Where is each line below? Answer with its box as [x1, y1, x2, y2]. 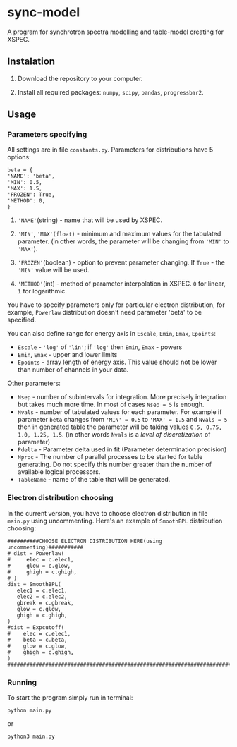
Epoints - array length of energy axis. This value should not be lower [17, 358, 217, 367]
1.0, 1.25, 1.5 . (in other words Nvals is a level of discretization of [17, 430, 211, 439]
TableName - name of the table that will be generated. [17, 475, 171, 484]
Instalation [7, 56, 55, 68]
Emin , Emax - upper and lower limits [17, 351, 118, 359]
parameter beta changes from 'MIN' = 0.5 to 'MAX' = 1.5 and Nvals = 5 [17, 415, 228, 424]
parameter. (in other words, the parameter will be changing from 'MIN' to [17, 237, 229, 245]
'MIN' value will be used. [17, 266, 90, 274]
